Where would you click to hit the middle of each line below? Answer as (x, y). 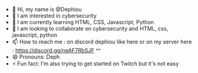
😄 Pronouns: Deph (36, 57)
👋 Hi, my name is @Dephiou (47, 9)
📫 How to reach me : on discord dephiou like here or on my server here (102, 42)
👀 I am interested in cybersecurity (54, 16)
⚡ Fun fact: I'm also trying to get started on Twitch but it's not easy (95, 64)
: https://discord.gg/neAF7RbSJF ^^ (56, 50)
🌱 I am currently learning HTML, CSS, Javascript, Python (83, 22)
